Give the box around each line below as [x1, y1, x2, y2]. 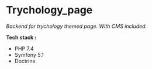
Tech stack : [6, 34, 37, 41]
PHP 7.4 [14, 45, 34, 52]
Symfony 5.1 [14, 51, 44, 58]
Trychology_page [6, 3, 93, 17]
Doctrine [14, 57, 36, 64]
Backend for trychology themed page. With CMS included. [6, 23, 147, 30]
